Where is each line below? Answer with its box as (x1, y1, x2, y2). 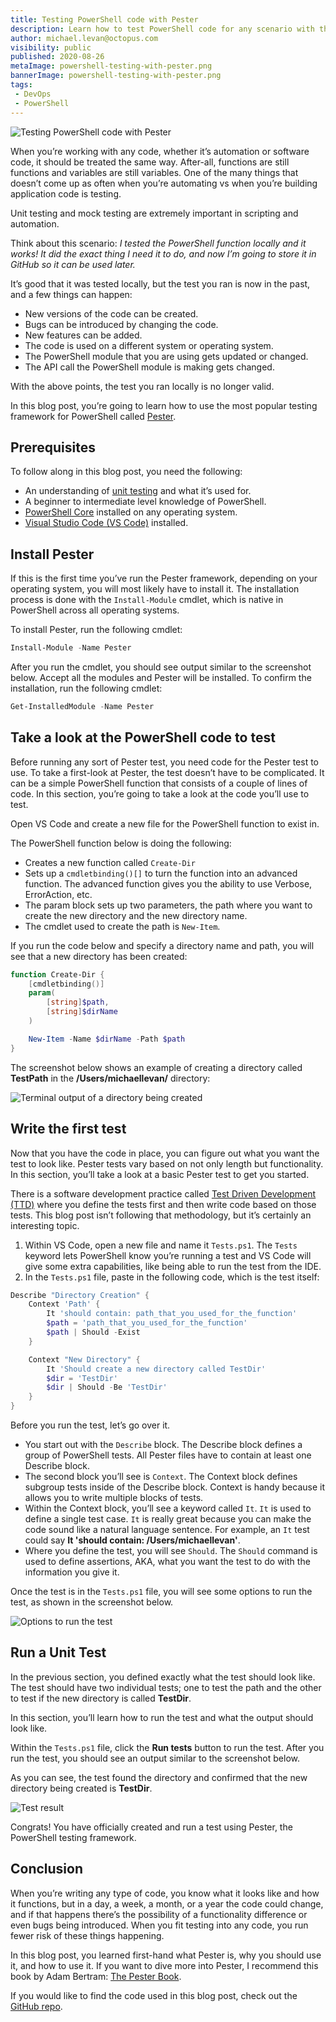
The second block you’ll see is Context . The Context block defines (24, 1471, 298, 1482)
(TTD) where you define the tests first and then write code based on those (10, 1198, 317, 1210)
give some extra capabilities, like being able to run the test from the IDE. (24, 1260, 322, 1272)
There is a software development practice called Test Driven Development (10, 1187, 317, 1200)
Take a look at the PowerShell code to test (10, 729, 276, 746)
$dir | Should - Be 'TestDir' (46, 1382, 168, 1393)
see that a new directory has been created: (10, 950, 188, 962)
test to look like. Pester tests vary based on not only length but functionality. (10, 1157, 324, 1170)
